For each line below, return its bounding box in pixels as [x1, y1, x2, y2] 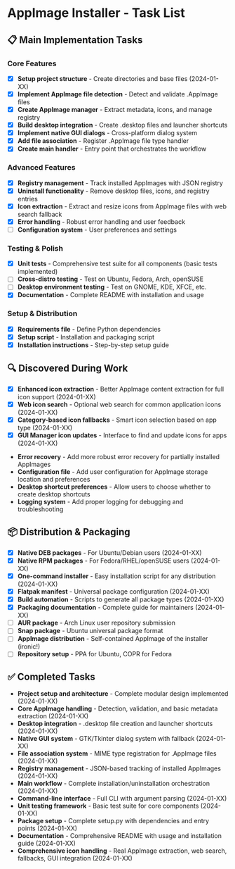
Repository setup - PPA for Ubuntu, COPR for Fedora [17, 650, 172, 658]
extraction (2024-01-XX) [17, 712, 89, 720]
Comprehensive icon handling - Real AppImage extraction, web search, [17, 846, 227, 855]
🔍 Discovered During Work [7, 363, 128, 375]
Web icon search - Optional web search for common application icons [17, 400, 222, 408]
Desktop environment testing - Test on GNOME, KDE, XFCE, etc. [17, 283, 207, 292]
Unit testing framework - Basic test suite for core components [17, 801, 199, 811]
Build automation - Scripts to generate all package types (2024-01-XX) [17, 595, 224, 604]
